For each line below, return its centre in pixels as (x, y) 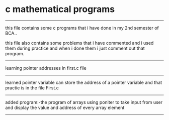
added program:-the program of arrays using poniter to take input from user (84, 102)
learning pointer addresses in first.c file (46, 68)
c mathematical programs (60, 9)
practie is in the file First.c (32, 88)
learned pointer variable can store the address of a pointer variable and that (84, 82)
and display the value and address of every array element (65, 107)
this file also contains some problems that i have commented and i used (79, 43)
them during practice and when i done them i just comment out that (75, 48)
